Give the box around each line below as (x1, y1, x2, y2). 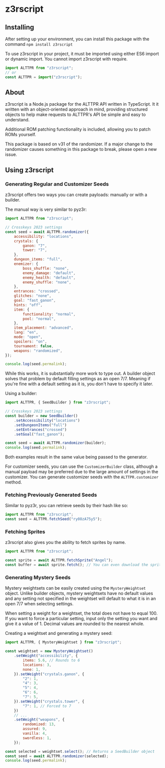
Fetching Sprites (5, 528, 46, 535)
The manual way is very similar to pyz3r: (5, 206, 87, 212)
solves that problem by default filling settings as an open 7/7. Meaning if (5, 376, 151, 382)
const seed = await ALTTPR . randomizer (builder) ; (5, 441, 107, 446)
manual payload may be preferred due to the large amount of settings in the (5, 469, 159, 475)
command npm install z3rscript (5, 41, 73, 47)
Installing (5, 23, 34, 31)
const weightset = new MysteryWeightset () (5, 649, 93, 654)
